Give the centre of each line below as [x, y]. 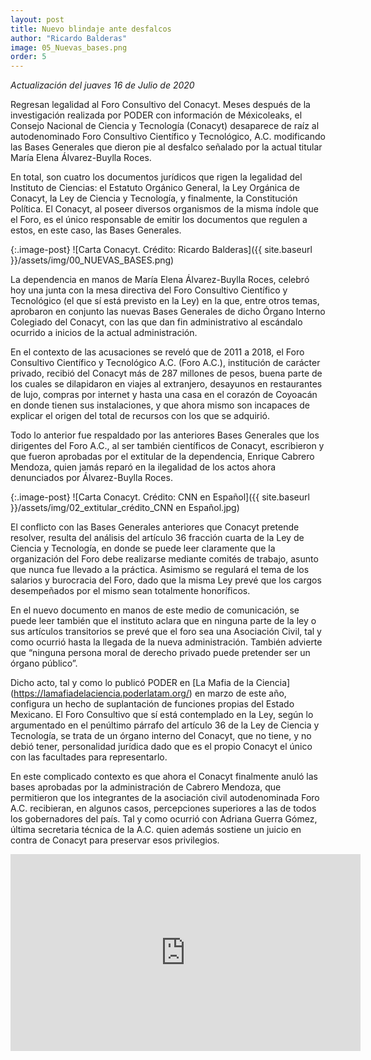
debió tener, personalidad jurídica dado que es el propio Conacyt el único [161, 747]
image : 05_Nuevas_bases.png [69, 47]
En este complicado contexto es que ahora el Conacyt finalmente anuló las [164, 777]
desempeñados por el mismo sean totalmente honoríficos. [130, 591]
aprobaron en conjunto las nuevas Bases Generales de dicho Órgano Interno [168, 312]
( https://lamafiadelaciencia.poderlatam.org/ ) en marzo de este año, [148, 693]
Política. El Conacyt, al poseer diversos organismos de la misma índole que [165, 209]
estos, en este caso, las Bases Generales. [96, 230]
